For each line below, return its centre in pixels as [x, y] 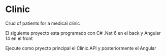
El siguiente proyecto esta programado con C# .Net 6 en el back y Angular [83, 33]
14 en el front [19, 38]
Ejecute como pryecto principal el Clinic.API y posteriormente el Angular [81, 48]
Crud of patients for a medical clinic [43, 23]
